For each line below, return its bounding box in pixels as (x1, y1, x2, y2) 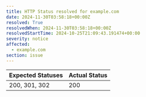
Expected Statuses (9, 71, 63, 79)
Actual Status (68, 71, 107, 79)
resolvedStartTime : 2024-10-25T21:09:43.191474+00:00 (6, 31, 141, 36)
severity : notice (6, 36, 49, 42)
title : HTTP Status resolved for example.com (6, 8, 119, 15)
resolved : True (6, 19, 43, 25)
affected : (6, 42, 30, 48)
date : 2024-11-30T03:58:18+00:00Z (6, 14, 91, 20)
